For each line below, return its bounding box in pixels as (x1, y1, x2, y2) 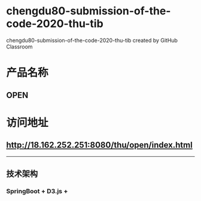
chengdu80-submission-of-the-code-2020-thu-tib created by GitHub (6, 36, 178, 44)
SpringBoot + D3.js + (6, 187, 68, 195)
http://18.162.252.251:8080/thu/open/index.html (6, 140, 193, 150)
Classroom (6, 43, 33, 50)
